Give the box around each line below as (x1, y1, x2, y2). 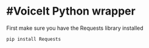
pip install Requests (6, 36, 61, 42)
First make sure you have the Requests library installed (6, 24, 144, 32)
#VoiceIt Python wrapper (6, 4, 136, 18)
